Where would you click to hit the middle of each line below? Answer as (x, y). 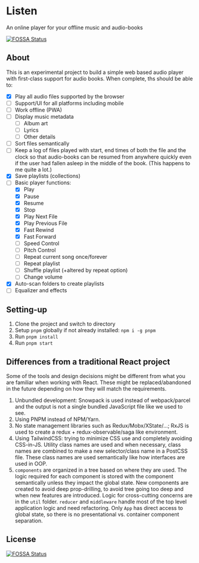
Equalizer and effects (41, 290)
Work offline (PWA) (38, 110)
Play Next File (41, 216)
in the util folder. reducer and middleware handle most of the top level (101, 502)
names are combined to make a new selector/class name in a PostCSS (101, 451)
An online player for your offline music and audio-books (74, 27)
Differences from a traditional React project (88, 362)
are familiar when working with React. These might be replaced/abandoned (99, 382)
